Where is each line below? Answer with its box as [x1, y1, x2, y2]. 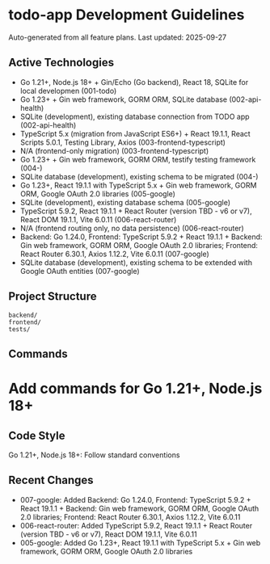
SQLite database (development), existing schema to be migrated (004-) [19, 171, 259, 181]
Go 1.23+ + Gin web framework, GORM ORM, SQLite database [19, 95, 228, 104]
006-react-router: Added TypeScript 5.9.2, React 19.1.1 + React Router [19, 520, 253, 530]
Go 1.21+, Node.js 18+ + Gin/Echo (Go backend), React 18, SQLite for [19, 77, 249, 86]
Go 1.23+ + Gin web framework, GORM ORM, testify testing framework [19, 154, 256, 164]
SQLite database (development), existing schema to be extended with [19, 257, 253, 267]
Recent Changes [8, 474, 95, 487]
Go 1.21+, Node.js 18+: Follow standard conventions [8, 450, 180, 460]
